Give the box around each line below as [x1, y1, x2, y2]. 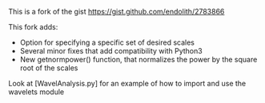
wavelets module [8, 87, 65, 97]
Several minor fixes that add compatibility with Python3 [19, 46, 203, 55]
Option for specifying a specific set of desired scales [19, 38, 195, 47]
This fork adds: [8, 22, 58, 31]
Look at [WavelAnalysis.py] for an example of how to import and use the [8, 79, 247, 88]
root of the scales [19, 63, 78, 73]
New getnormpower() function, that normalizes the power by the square [19, 55, 258, 64]
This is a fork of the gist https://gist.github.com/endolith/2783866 [8, 7, 225, 16]
